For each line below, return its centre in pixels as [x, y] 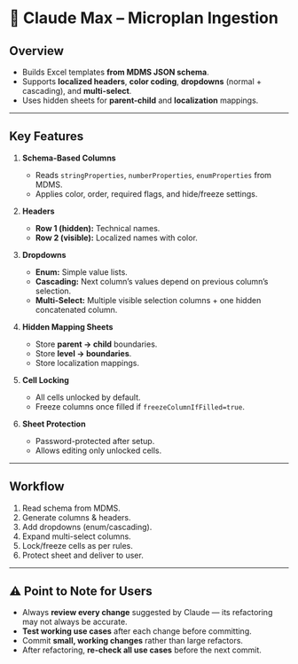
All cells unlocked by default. [88, 397]
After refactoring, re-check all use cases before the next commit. [141, 650]
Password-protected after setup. [95, 441]
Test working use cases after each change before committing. [137, 631]
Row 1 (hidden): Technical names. [98, 228]
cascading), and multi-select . [77, 91]
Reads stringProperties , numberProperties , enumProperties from [153, 175]
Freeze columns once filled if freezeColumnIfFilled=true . [140, 406]
